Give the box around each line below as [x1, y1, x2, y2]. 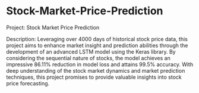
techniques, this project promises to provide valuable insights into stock [6, 73, 182, 80]
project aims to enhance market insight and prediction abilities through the [6, 42, 188, 49]
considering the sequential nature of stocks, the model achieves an [6, 54, 170, 61]
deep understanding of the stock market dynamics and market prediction [6, 67, 185, 74]
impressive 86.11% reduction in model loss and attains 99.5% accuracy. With [6, 61, 194, 68]
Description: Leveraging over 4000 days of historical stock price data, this [6, 35, 188, 42]
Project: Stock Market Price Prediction [6, 24, 100, 31]
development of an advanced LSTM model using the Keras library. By [6, 48, 176, 55]
